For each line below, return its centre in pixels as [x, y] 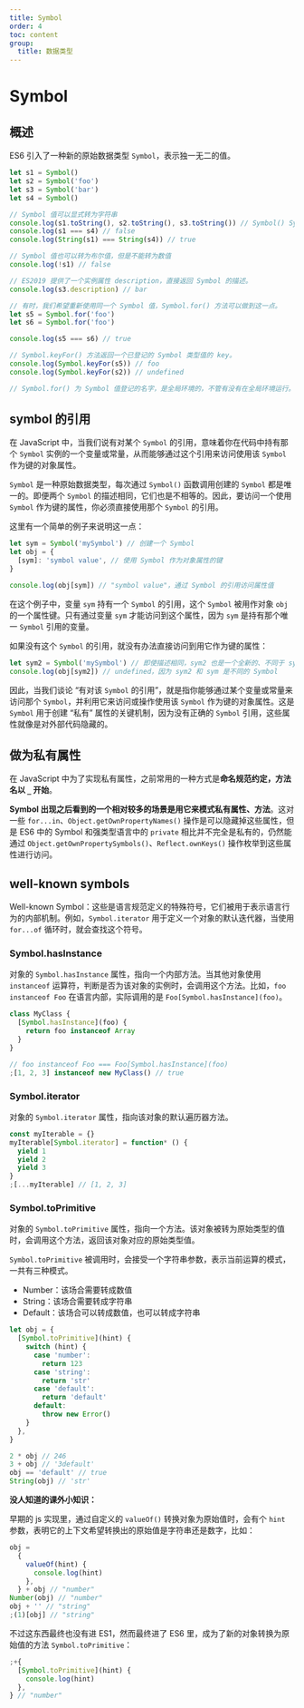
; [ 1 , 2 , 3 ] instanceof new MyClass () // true [97, 1073]
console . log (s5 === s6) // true [70, 339]
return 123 [62, 1363]
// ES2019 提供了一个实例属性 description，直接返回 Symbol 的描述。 [131, 281]
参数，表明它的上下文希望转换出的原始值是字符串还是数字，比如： [132, 1530]
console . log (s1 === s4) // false [72, 231]
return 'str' [66, 1381]
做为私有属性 [45, 755]
